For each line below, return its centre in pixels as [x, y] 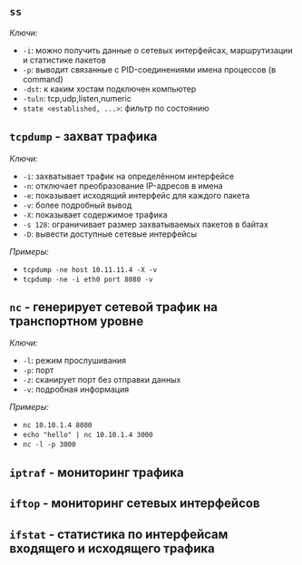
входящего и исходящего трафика [112, 548]
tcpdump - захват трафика [83, 136]
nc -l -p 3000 [49, 445]
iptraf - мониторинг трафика [97, 472]
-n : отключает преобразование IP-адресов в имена [123, 185]
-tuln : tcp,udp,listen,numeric [77, 98]
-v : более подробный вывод [77, 205]
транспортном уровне [77, 321]
